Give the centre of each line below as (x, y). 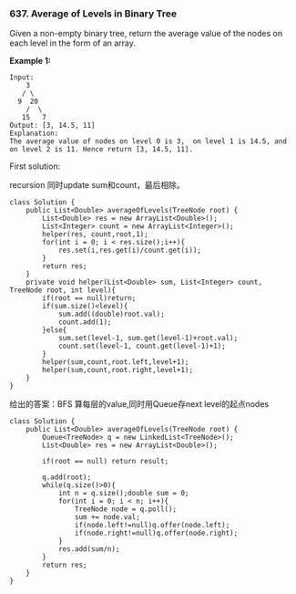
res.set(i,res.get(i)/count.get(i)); (130, 250)
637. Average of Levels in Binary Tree (93, 14)
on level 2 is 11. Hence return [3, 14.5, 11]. (102, 150)
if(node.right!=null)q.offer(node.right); (156, 533)
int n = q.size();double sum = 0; (123, 494)
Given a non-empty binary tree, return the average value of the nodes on (146, 34)
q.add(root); (67, 477)
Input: (22, 78)
